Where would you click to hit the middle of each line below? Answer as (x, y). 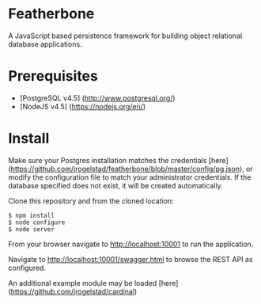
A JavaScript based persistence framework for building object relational (125, 36)
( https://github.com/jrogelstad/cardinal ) (73, 291)
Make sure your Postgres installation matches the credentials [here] (118, 160)
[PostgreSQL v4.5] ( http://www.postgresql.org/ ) (97, 98)
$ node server (32, 229)
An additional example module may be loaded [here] (93, 283)
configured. (27, 268)
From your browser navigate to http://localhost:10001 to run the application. (131, 244)
